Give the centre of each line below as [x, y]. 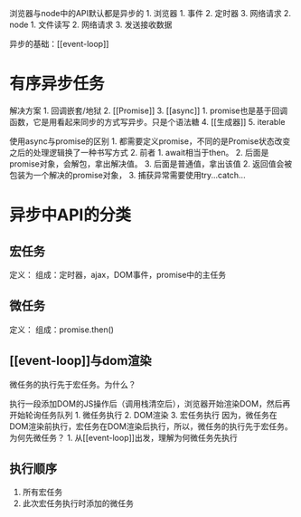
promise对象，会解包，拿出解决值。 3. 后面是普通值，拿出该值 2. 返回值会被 [150, 163]
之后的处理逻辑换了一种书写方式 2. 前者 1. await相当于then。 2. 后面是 [139, 152]
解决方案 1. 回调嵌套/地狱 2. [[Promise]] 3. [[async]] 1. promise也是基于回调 [148, 110]
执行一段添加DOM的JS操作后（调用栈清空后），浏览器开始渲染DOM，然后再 [150, 403]
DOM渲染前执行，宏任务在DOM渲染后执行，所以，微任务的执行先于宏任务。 [151, 426]
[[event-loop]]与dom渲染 [80, 361]
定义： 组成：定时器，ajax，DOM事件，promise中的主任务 [118, 274]
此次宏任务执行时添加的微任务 [78, 503]
